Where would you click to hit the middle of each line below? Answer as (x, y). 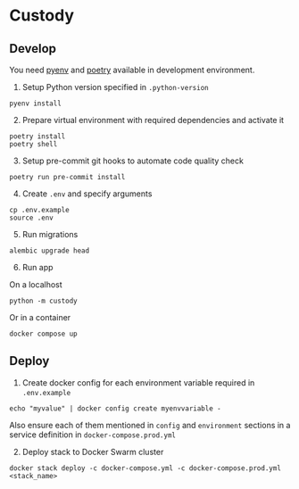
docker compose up (43, 334)
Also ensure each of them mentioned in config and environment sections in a (150, 425)
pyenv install (36, 104)
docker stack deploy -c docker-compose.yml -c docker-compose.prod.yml (145, 468)
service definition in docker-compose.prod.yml (93, 435)
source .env (31, 218)
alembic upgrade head (50, 251)
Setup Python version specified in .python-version (115, 87)
